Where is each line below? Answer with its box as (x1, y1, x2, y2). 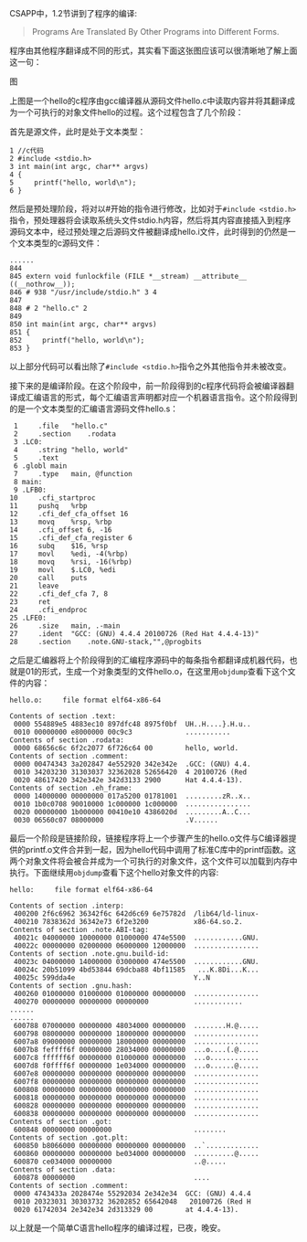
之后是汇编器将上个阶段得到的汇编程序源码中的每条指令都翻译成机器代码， (9, 654, 290, 665)
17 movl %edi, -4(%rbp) (9, 549, 129, 558)
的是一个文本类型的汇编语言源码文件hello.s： (9, 403, 179, 414)
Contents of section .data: (9, 1165, 117, 1174)
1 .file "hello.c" (13, 421, 108, 430)
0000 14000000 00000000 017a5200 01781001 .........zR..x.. (13, 791, 251, 801)
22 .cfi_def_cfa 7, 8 (9, 589, 108, 599)
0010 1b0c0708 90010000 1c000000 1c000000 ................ (13, 800, 251, 809)
